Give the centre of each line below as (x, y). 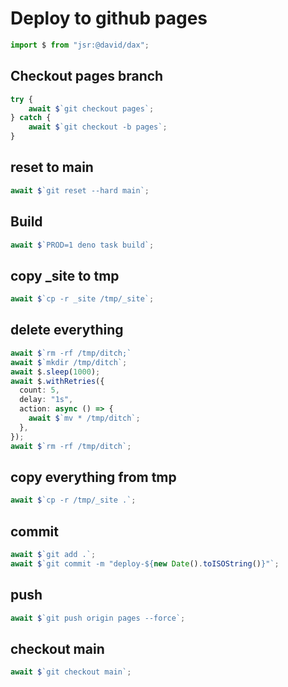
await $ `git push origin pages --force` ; (98, 618)
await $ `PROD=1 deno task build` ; (82, 245)
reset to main (52, 167)
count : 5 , (39, 390)
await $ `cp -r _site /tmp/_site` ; (82, 299)
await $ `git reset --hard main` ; (80, 190)
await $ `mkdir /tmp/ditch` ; (69, 362)
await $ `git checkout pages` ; (91, 108)
